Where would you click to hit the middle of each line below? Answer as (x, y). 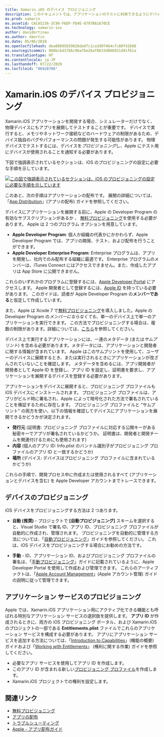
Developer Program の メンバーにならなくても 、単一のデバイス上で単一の (79, 316)
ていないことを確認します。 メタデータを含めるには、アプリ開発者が (87, 363)
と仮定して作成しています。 (37, 300)
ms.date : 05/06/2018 (26, 42)
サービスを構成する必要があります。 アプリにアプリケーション (85, 634)
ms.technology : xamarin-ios (34, 28)
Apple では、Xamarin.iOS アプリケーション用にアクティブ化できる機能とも (80, 610)
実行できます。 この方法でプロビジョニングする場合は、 (95, 322)
